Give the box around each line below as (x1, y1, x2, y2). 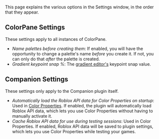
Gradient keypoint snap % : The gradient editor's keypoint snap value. (12, 61, 151, 67)
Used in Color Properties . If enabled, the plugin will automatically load (12, 103, 152, 108)
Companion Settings (5, 75, 69, 84)
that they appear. (5, 9, 39, 15)
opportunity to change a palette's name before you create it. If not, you (12, 51, 154, 56)
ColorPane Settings (5, 23, 65, 32)
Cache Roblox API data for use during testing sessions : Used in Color (12, 118, 151, 124)
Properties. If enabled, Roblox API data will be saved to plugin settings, (12, 123, 154, 129)
